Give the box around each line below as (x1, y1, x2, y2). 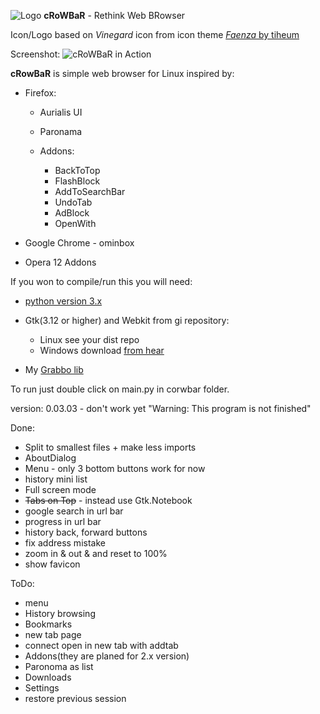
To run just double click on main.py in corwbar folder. (10, 383, 230, 395)
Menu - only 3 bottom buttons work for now (24, 463, 206, 474)
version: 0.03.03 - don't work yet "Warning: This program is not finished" (10, 403, 312, 414)
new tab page (24, 629, 82, 640)
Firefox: (24, 87, 57, 99)
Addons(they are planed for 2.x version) (24, 650, 190, 662)
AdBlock (54, 207, 90, 219)
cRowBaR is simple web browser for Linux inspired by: (10, 68, 235, 79)
